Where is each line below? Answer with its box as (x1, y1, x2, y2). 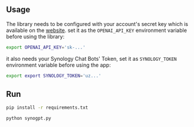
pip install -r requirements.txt (6, 105, 88, 111)
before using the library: (6, 32, 65, 40)
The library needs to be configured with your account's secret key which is (6, 20, 189, 27)
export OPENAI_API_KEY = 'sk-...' (6, 44, 86, 50)
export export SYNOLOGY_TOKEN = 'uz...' (6, 73, 101, 79)
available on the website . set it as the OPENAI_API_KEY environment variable (6, 27, 188, 34)
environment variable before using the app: (6, 61, 111, 69)
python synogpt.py (6, 115, 51, 122)
